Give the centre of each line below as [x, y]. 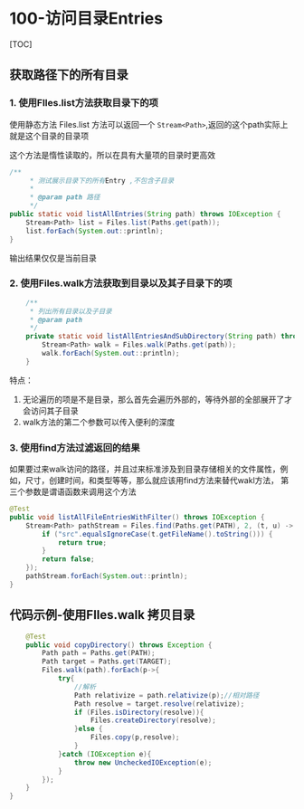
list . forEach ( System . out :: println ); [95, 231]
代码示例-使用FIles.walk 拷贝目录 [102, 615]
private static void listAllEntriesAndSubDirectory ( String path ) [152, 337]
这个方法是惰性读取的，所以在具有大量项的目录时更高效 [112, 155]
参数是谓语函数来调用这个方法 [81, 492]
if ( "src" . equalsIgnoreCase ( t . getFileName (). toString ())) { [157, 534]
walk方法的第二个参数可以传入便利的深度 [99, 422]
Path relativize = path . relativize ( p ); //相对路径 [166, 695]
